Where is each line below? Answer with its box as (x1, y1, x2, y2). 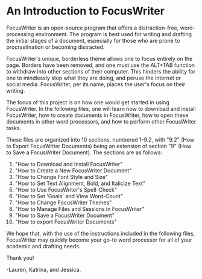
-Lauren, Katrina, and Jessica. (6, 266, 81, 273)
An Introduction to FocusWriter (6, 4, 165, 18)
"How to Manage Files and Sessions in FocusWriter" (14, 205, 145, 212)
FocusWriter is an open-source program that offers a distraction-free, (6, 24, 179, 31)
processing (6, 30, 34, 37)
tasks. (6, 124, 22, 131)
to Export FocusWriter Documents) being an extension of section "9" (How (6, 142, 192, 149)
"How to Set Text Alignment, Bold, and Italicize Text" (14, 180, 146, 187)
